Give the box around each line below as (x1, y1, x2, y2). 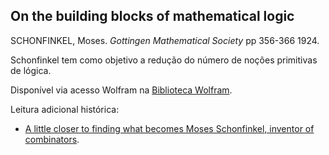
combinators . (24, 133, 80, 145)
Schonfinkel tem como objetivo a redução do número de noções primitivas (10, 54, 318, 66)
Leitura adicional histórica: (10, 103, 120, 115)
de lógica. (10, 64, 52, 76)
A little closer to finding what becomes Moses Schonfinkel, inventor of (24, 122, 315, 134)
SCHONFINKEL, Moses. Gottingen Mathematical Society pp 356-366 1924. (10, 34, 320, 46)
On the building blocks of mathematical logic (10, 8, 295, 25)
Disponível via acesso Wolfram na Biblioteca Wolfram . (10, 84, 233, 96)
